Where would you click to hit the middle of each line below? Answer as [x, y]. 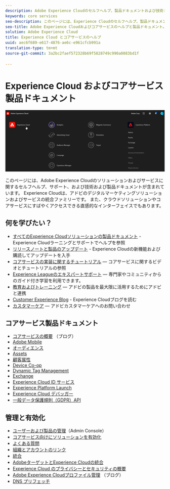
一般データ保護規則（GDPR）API [47, 400]
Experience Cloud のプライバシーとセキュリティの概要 [69, 469]
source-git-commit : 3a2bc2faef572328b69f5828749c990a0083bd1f [72, 53]
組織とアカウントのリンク [39, 450]
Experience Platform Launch [42, 388]
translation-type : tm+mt [31, 48]
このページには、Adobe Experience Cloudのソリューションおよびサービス [82, 180]
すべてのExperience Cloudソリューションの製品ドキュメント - [77, 236]
